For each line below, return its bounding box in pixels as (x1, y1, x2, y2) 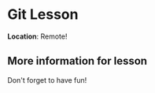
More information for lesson (7, 54, 147, 68)
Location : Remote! (7, 32, 68, 41)
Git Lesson (7, 6, 79, 24)
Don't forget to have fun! (7, 75, 87, 84)
